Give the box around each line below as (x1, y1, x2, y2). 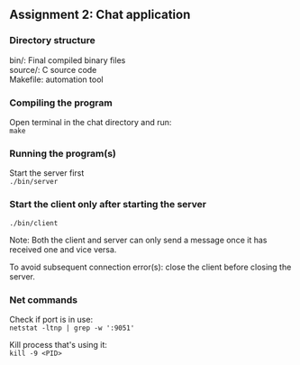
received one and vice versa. (9, 243, 117, 255)
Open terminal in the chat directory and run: (9, 116, 172, 127)
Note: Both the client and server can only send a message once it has (9, 234, 268, 245)
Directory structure (9, 34, 96, 47)
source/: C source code (9, 64, 97, 75)
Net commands (9, 293, 78, 306)
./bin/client (9, 218, 59, 228)
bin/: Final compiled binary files (9, 54, 126, 66)
